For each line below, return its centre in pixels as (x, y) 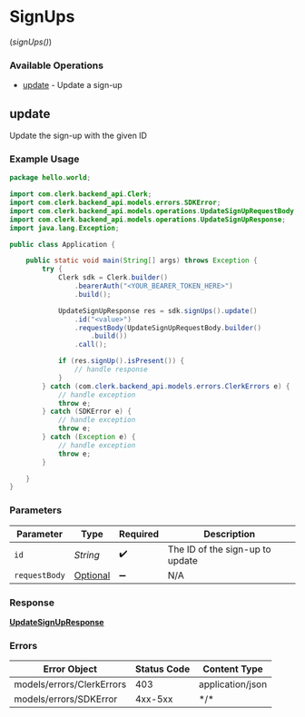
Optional (92, 575)
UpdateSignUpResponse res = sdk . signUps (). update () (157, 310)
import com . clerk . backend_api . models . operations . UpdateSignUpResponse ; (148, 220)
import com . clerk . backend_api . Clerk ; (81, 194)
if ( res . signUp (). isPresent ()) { (121, 361)
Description (230, 534)
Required (139, 534)
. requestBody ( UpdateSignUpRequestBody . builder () (167, 328)
